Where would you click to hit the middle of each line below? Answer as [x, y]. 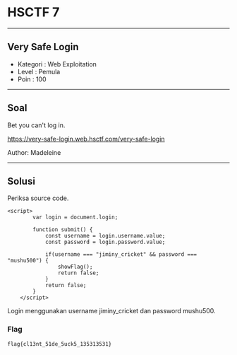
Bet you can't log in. [36, 125]
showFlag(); [75, 267]
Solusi [21, 181]
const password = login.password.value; [105, 242]
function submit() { [63, 230]
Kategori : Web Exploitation [57, 64]
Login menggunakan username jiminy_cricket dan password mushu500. [112, 311]
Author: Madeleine [34, 152]
